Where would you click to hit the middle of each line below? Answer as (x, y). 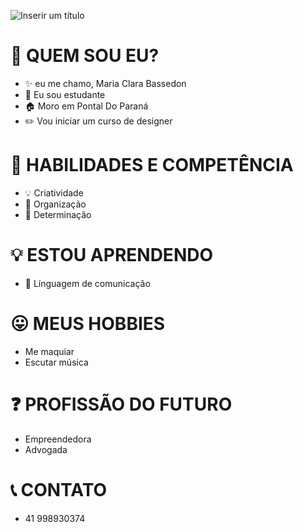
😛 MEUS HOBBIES (88, 324)
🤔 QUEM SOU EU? (85, 56)
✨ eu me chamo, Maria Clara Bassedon (105, 83)
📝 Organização (55, 204)
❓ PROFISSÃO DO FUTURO (121, 404)
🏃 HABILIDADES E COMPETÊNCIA (152, 165)
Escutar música (56, 362)
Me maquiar (49, 351)
